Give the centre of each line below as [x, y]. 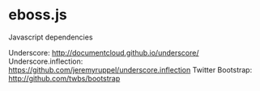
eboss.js [38, 15]
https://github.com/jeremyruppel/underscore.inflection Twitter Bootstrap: [130, 69]
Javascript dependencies [51, 37]
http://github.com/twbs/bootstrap [64, 78]
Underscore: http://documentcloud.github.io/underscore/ [104, 52]
